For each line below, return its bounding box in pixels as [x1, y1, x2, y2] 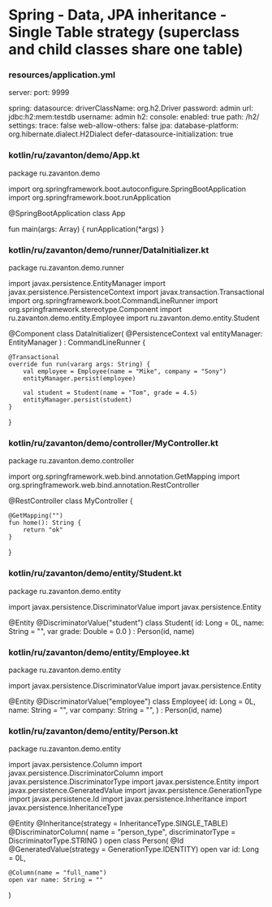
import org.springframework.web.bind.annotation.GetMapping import [8, 471, 240, 481]
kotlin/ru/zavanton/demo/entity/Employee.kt [8, 646, 190, 657]
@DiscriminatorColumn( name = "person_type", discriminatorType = [8, 827, 236, 837]
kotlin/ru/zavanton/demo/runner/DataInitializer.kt [8, 244, 209, 255]
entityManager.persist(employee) [23, 375, 136, 383]
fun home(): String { [8, 519, 82, 527]
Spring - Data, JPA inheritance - [8, 6, 227, 24]
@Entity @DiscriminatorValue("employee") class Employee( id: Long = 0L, [8, 697, 256, 706]
